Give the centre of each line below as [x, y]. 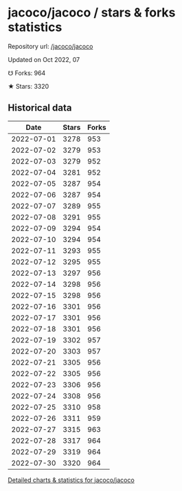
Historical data [40, 108]
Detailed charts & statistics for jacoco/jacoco [71, 480]
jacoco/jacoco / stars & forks [92, 13]
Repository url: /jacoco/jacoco [50, 46]
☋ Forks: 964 [27, 73]
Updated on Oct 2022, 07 [44, 59]
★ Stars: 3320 [29, 86]
